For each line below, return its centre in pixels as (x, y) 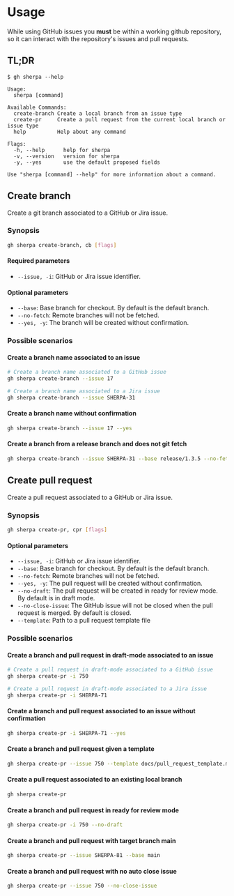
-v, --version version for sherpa (67, 156)
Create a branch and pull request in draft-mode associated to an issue (110, 655)
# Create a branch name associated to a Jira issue (84, 391)
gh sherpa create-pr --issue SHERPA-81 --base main (84, 856)
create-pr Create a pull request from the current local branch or (120, 119)
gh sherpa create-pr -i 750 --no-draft (65, 825)
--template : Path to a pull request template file (84, 621)
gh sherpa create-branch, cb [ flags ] (62, 245)
